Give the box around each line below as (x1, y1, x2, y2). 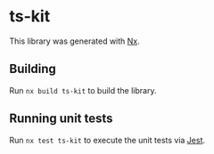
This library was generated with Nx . (9, 36, 140, 46)
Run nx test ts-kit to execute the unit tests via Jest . (9, 134, 206, 145)
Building (9, 61, 56, 77)
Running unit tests (9, 111, 113, 126)
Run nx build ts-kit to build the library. (9, 85, 157, 95)
